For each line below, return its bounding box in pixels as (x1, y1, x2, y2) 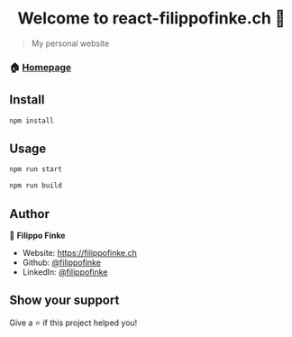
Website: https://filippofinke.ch (22, 247, 138, 258)
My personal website (31, 38, 110, 49)
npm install (9, 116, 54, 125)
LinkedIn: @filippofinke (22, 266, 108, 278)
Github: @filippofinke (22, 257, 102, 268)
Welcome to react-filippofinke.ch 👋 (17, 8, 286, 29)
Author (9, 206, 50, 222)
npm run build (9, 181, 63, 190)
